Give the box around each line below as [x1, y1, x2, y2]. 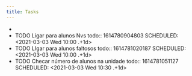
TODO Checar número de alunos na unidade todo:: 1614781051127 [14, 57, 179, 65]
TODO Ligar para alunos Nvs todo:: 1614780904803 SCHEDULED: [14, 31, 179, 39]
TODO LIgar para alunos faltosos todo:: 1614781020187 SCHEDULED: [14, 45, 187, 52]
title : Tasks [6, 8, 39, 15]
